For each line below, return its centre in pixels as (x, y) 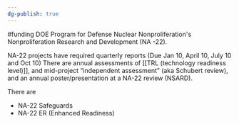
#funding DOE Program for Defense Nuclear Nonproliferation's (100, 34)
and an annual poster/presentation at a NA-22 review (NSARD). (100, 78)
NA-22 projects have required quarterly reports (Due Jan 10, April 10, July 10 (119, 55)
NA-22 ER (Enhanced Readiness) (66, 113)
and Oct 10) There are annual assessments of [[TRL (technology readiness (117, 63)
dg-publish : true (33, 14)
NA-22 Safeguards (45, 105)
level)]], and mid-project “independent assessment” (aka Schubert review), (118, 70)
